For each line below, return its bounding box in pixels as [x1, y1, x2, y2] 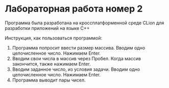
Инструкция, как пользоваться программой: [5, 35, 103, 41]
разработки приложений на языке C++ [5, 25, 90, 31]
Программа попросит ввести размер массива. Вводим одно [12, 45, 146, 51]
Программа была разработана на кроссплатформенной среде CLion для [5, 20, 164, 26]
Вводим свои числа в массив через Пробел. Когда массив [12, 55, 141, 61]
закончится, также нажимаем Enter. [12, 61, 91, 67]
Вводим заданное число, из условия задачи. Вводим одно [12, 66, 140, 72]
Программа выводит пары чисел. [12, 77, 86, 83]
